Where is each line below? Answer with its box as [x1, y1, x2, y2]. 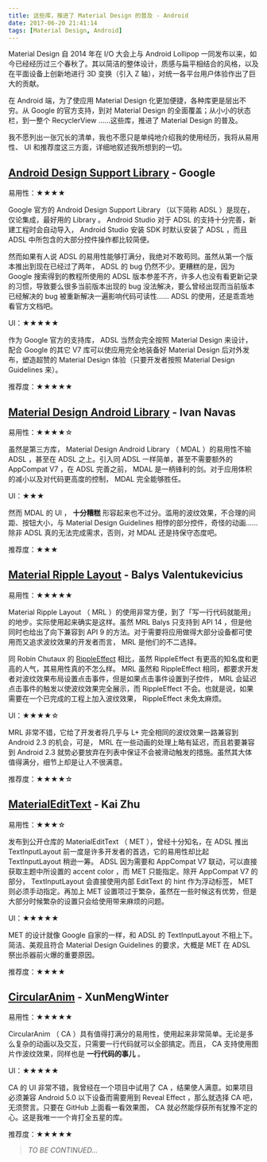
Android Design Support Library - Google [8, 166, 216, 180]
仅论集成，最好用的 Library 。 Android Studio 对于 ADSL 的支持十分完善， [8, 215, 250, 225]
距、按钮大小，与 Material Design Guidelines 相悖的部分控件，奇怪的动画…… [8, 518, 258, 527]
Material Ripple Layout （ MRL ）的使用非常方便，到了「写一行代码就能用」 [8, 607, 255, 617]
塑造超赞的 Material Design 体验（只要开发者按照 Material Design [21, 355, 235, 365]
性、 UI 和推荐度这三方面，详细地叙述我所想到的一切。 [8, 142, 187, 152]
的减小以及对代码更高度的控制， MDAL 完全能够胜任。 [8, 474, 185, 483]
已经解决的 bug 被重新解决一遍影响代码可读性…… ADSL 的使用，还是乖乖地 [8, 292, 254, 301]
